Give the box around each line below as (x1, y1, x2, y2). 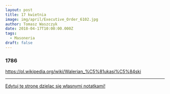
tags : (5, 31, 17, 36)
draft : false (5, 40, 33, 45)
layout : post (5, 7, 33, 13)
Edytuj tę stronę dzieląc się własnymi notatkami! (5, 83, 106, 89)
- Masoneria (10, 36, 35, 41)
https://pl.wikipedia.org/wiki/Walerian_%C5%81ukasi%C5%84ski (5, 69, 142, 75)
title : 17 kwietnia (5, 12, 47, 17)
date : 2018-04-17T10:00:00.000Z (5, 26, 73, 31)
